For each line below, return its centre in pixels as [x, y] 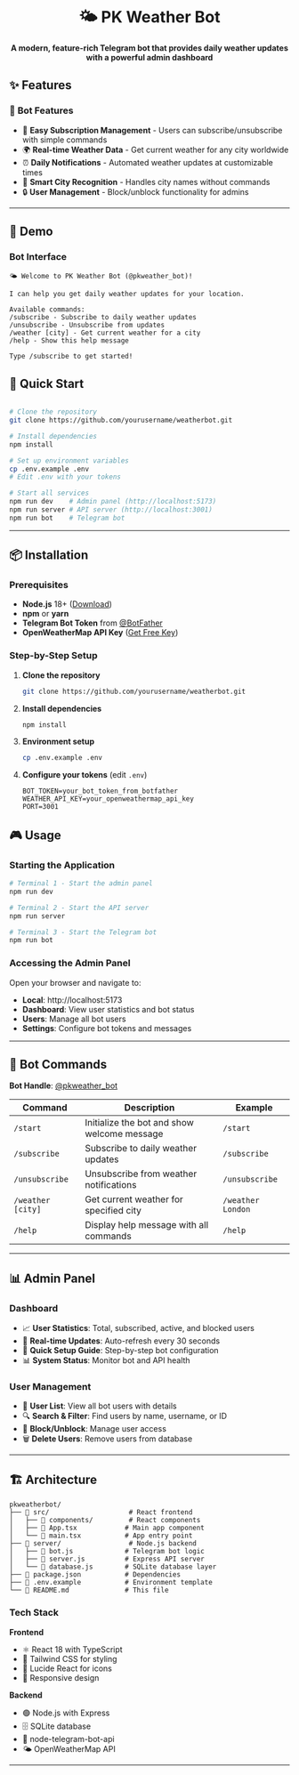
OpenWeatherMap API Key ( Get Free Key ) [100, 633]
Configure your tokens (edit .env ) [85, 775]
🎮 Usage [35, 835]
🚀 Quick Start [47, 383]
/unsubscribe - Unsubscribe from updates [87, 326]
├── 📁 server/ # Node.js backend [103, 1544]
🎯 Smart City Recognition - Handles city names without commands [146, 182]
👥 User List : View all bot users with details [99, 1406]
